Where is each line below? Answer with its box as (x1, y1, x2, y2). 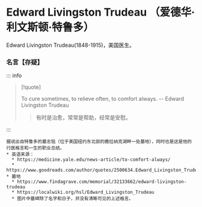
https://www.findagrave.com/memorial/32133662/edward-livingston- (17, 179, 187, 185)
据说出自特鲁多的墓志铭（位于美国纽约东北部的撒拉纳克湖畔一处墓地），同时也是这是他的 (6, 139, 192, 145)
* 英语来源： (6, 151, 34, 158)
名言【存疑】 (6, 58, 44, 66)
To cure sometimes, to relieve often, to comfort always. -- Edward (20, 95, 185, 103)
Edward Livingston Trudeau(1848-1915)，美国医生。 (6, 41, 135, 49)
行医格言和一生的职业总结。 (6, 145, 65, 151)
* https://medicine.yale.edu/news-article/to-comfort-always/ (11, 157, 171, 163)
